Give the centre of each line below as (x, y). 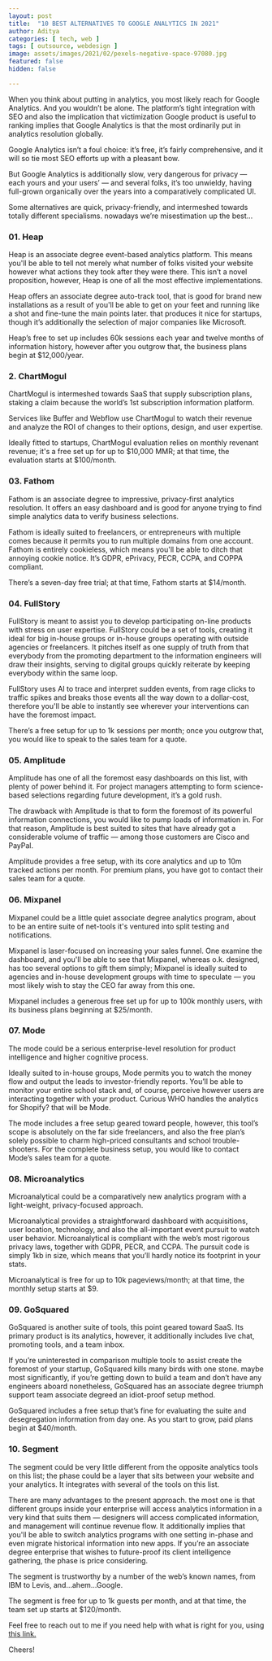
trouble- (226, 1140)
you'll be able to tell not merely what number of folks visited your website (131, 263)
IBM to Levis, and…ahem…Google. (66, 1585)
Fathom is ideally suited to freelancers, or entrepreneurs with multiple (125, 532)
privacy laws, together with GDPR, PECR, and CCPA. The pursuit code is (129, 1247)
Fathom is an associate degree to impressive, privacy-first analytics (121, 499)
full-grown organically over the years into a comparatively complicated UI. (132, 191)
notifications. (30, 935)
